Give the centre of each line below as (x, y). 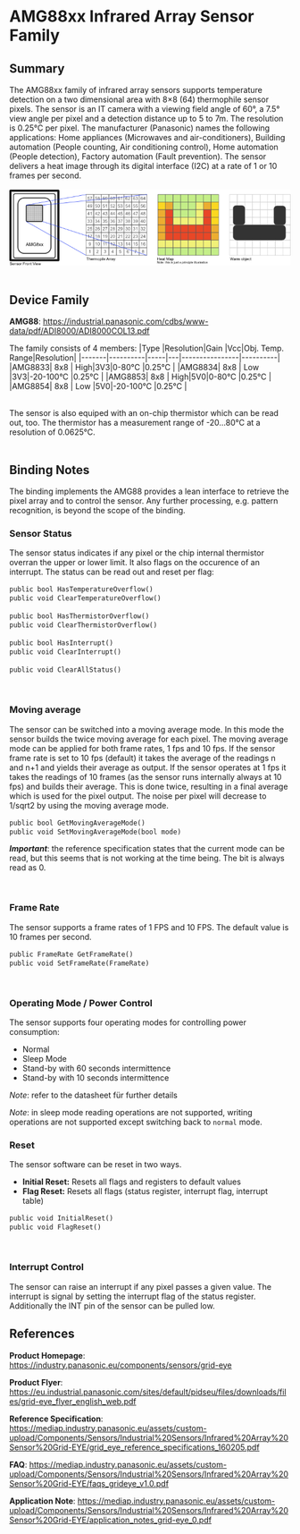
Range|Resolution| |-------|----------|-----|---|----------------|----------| (145, 358)
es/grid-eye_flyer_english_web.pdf (73, 1401)
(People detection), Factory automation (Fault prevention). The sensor (138, 157)
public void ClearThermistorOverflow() (83, 625)
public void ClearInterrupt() (66, 652)
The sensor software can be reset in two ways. (96, 1165)
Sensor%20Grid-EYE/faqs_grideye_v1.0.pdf (89, 1483)
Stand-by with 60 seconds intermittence (96, 1068)
